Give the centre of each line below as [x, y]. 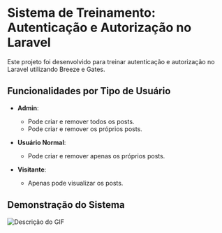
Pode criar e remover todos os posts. [81, 121]
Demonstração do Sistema [66, 205]
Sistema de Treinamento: [81, 13]
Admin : [28, 108]
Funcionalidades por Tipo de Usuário [89, 91]
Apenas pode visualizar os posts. [75, 183]
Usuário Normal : [42, 142]
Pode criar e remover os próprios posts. [85, 129]
